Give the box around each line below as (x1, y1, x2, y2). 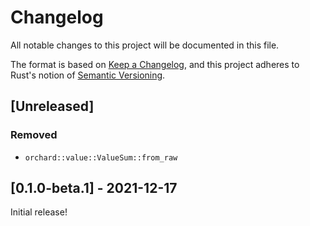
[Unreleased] (10, 98, 95, 115)
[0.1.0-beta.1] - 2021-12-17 (10, 180, 178, 197)
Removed (10, 128, 58, 142)
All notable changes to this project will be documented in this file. (10, 39, 280, 51)
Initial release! (10, 206, 68, 218)
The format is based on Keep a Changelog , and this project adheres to (10, 58, 300, 70)
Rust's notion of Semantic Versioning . (10, 69, 166, 81)
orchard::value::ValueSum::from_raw (24, 152, 178, 163)
